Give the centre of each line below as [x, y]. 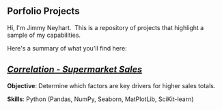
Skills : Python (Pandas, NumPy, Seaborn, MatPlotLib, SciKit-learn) [100, 99]
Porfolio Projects [43, 11]
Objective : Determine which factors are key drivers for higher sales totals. [111, 85]
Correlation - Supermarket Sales [74, 70]
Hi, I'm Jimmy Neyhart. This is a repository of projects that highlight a [106, 27]
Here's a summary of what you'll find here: [67, 48]
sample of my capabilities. [44, 35]
